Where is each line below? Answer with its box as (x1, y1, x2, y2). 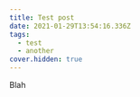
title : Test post (9, 13, 75, 22)
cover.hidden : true (9, 55, 83, 64)
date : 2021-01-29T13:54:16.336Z (9, 22, 131, 31)
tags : (9, 30, 30, 39)
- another (17, 47, 54, 56)
